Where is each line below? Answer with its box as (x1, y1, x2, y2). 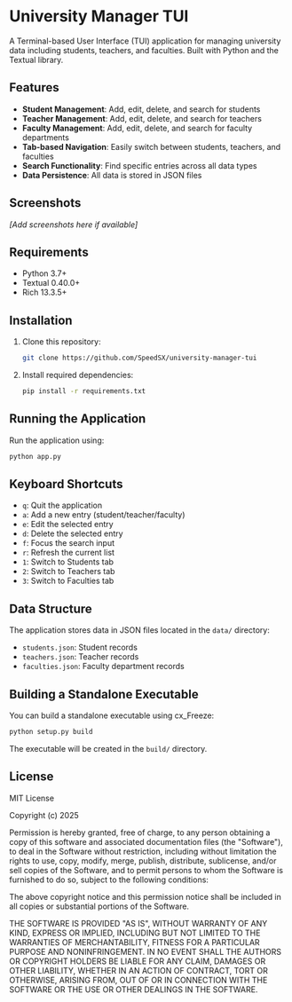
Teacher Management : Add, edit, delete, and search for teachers (21, 113, 262, 123)
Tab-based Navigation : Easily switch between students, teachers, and (21, 141, 281, 152)
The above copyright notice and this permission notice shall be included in (9, 891, 281, 902)
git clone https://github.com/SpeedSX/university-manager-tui (21, 353, 257, 363)
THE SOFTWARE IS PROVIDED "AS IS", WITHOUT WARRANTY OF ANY (9, 918, 268, 928)
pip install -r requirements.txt (21, 387, 146, 396)
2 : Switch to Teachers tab (21, 566, 115, 577)
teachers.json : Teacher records (21, 651, 139, 662)
